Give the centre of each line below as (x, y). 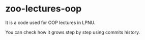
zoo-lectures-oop (43, 9)
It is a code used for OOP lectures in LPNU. (50, 22)
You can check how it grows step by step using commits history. (73, 32)
